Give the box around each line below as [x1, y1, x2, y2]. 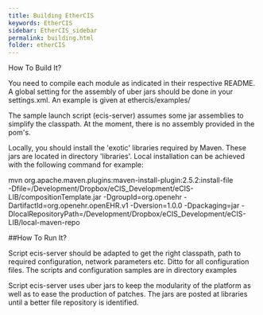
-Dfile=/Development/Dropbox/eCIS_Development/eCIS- [8, 184, 194, 193]
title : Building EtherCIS [8, 11, 94, 20]
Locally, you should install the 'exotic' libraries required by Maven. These [8, 143, 246, 153]
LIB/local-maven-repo [8, 218, 81, 227]
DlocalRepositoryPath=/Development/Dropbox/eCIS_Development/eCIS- [8, 209, 246, 219]
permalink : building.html [8, 33, 94, 42]
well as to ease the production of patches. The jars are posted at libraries [8, 290, 248, 299]
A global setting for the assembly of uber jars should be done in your [8, 87, 233, 96]
